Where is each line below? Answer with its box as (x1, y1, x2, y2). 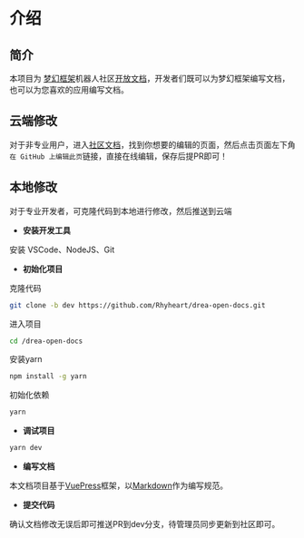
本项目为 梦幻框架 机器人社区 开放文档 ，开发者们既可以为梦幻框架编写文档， (9, 73, 290, 83)
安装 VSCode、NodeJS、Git (9, 244, 115, 255)
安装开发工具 (22, 224, 71, 236)
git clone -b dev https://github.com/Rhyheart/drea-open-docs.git (9, 300, 266, 309)
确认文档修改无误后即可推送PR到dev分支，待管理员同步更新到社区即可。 (9, 519, 280, 529)
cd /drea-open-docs (9, 337, 83, 346)
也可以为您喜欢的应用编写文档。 (9, 84, 129, 95)
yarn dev (9, 444, 43, 453)
